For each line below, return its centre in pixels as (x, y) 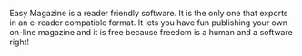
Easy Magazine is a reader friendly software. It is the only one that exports (149, 13)
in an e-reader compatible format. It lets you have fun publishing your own (149, 23)
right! (20, 42)
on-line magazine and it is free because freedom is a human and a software (151, 32)
